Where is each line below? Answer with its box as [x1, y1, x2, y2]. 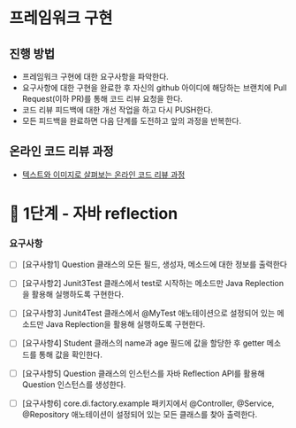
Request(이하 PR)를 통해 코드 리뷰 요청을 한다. [21, 94, 183, 104]
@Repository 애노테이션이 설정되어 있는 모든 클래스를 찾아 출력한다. [21, 409, 258, 419]
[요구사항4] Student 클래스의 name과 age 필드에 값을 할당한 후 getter [21, 338, 265, 348]
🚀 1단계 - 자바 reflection [9, 204, 178, 223]
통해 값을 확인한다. [38, 349, 103, 360]
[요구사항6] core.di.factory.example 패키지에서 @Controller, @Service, [21, 398, 275, 409]
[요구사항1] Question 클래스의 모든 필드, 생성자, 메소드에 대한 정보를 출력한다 [21, 259, 288, 270]
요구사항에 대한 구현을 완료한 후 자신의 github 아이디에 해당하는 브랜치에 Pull [21, 82, 287, 93]
